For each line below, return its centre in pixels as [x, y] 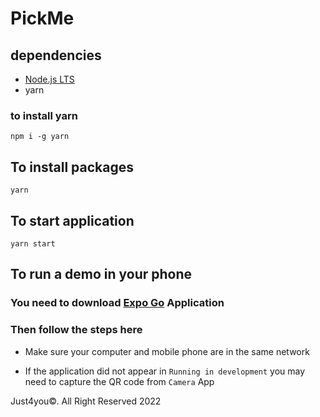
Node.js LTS [49, 79]
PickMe [42, 18]
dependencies [56, 55]
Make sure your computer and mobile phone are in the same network [167, 351]
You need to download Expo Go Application [117, 303]
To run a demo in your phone [101, 274]
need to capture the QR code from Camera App [119, 381]
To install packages [72, 167]
